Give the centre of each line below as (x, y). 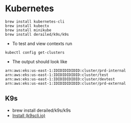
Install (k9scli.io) (29, 115)
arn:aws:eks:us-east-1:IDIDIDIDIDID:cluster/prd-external (65, 83)
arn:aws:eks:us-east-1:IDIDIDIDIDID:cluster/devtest (60, 79)
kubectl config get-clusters (35, 52)
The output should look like (40, 61)
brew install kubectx (27, 26)
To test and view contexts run (42, 43)
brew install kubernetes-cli (35, 22)
